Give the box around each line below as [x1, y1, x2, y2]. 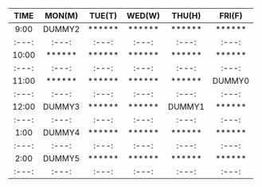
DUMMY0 [212, 76, 249, 86]
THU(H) [171, 10, 201, 21]
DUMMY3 [42, 101, 80, 112]
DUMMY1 [167, 101, 205, 112]
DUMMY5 [42, 153, 80, 164]
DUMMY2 [42, 24, 80, 34]
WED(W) [126, 10, 161, 21]
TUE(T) [88, 10, 118, 21]
